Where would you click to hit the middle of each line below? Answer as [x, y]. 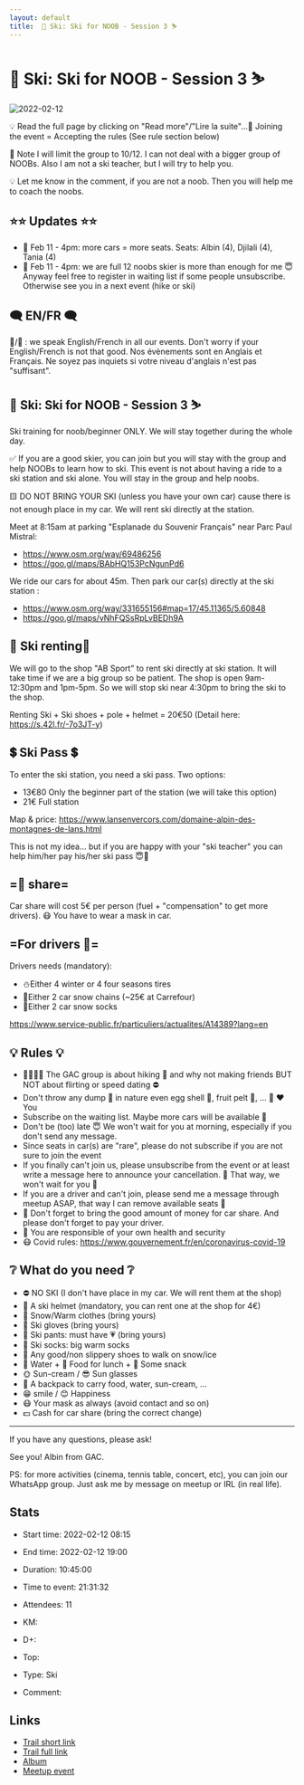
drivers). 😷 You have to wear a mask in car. [90, 916]
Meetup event [48, 1771]
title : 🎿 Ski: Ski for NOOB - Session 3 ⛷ [94, 26]
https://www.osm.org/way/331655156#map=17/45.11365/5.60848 [144, 608]
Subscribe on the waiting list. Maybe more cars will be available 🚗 [144, 1117]
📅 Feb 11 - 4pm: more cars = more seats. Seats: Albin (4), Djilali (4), [147, 248]
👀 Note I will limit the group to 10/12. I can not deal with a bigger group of [145, 154]
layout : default [40, 18]
